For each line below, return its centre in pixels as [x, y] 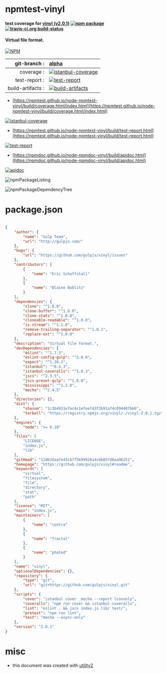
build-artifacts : [26, 88]
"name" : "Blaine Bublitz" [58, 288]
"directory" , [37, 487]
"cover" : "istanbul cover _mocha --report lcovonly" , [80, 599]
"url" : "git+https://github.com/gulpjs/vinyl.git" [77, 585]
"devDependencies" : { [36, 348]
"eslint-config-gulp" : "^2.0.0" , [58, 357]
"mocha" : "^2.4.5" [42, 390]
